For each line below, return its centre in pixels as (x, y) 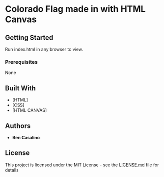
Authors (18, 126)
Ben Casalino (26, 137)
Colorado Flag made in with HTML (75, 9)
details (12, 170)
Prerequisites (21, 62)
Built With (20, 88)
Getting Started (29, 38)
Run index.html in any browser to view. (44, 49)
